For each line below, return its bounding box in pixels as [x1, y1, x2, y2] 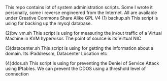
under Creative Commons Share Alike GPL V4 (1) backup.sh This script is [5, 15, 158, 21]
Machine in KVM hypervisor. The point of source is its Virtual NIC [5, 35, 141, 41]
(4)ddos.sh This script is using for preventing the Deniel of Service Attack [5, 60, 159, 66]
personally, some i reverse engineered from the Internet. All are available [5, 10, 157, 16]
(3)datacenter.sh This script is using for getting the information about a [5, 45, 154, 51]
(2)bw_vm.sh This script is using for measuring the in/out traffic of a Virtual [5, 30, 162, 36]
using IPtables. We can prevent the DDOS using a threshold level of [5, 65, 146, 71]
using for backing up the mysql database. [5, 20, 92, 26]
